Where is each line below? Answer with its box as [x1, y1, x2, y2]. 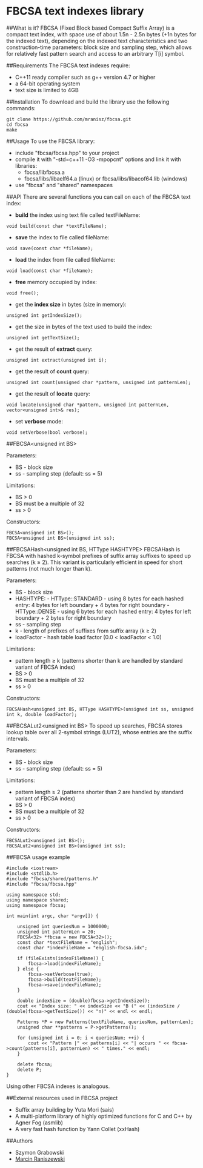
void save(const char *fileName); [6, 245, 94, 251]
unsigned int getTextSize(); [6, 334, 80, 340]
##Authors [6, 1137, 33, 1144]
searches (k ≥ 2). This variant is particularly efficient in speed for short [6, 559, 183, 566]
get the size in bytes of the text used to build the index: [15, 323, 153, 330]
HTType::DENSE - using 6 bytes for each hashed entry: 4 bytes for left [15, 608, 191, 615]
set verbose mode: [15, 417, 64, 425]
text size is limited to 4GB [15, 86, 79, 93]
